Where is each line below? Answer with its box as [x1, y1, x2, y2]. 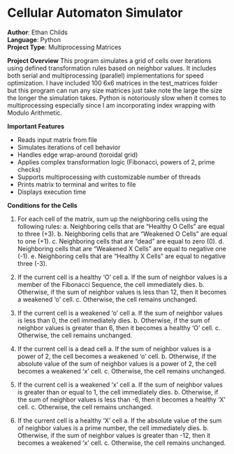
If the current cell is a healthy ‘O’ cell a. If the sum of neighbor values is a [17, 273, 228, 281]
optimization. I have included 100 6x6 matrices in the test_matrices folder [7, 78, 218, 87]
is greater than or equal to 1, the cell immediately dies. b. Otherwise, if [17, 388, 219, 396]
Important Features [7, 122, 65, 130]
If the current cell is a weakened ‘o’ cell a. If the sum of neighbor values [17, 308, 224, 317]
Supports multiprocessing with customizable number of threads [17, 173, 201, 181]
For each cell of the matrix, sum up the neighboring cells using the [17, 215, 208, 223]
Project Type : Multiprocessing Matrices [7, 43, 122, 51]
